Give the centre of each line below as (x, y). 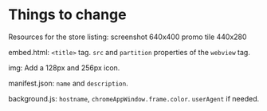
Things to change (67, 15)
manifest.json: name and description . (69, 83)
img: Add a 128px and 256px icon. (64, 67)
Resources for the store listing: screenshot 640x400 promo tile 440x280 (128, 37)
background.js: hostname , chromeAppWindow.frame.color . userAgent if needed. (134, 98)
